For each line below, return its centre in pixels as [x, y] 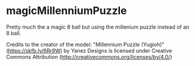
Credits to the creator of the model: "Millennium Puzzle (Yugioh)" [85, 44]
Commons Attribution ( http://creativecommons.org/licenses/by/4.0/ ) [89, 57]
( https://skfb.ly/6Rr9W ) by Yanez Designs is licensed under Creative [89, 50]
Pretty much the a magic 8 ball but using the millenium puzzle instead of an [98, 27]
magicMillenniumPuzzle [66, 11]
